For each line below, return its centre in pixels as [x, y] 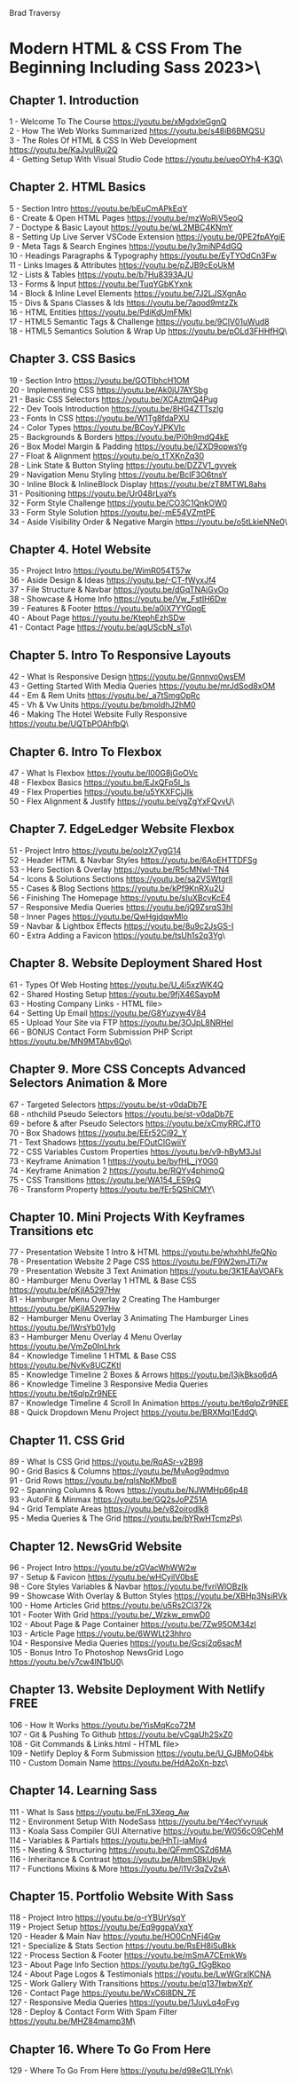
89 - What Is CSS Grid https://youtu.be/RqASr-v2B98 [106, 1462]
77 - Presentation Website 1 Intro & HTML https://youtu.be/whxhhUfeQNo [143, 1252]
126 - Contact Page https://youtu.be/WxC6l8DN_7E [103, 1993]
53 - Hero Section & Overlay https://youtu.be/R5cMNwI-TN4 [119, 869]
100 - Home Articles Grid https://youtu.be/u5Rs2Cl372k [110, 1605]
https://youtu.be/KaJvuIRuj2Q [63, 149]
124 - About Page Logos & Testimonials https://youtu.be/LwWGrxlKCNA [141, 1974]
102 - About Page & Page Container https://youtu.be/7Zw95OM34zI [133, 1624]
